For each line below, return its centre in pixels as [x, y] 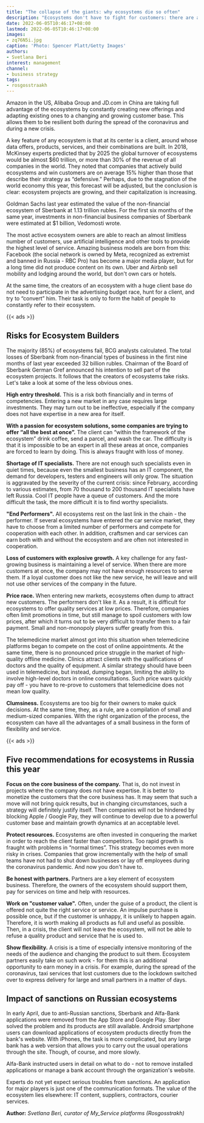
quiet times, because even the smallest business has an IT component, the [100, 469]
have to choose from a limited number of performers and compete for [93, 527]
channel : [17, 68]
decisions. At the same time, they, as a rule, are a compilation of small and [99, 710]
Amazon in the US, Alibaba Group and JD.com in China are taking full [93, 103]
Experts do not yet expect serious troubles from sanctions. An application [98, 1082]
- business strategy [32, 74]
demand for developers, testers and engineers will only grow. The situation [100, 476]
